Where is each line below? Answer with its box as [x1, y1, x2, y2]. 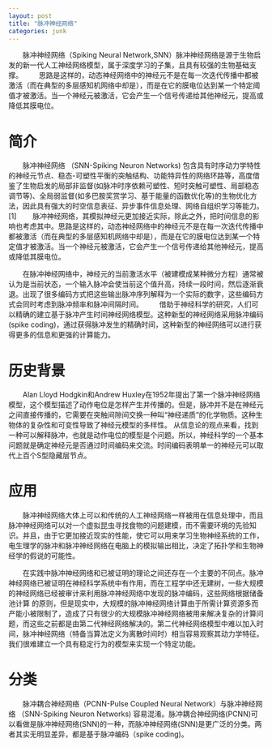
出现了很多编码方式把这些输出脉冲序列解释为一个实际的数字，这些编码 [22, 290, 257, 299]
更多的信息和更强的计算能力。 [15, 330, 115, 340]
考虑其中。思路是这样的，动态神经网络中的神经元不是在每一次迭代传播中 [22, 221, 264, 231]
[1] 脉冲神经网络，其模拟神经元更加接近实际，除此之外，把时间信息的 [8, 212, 253, 221]
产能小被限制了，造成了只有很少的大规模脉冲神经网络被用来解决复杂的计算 [8, 609, 257, 619]
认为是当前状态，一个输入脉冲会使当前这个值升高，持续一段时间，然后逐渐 [8, 279, 257, 289]
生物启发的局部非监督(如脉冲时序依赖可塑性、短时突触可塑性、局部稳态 [22, 181, 260, 191]
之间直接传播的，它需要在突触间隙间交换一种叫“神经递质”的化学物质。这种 [8, 410, 257, 420]
